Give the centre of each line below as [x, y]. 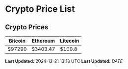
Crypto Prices [27, 27]
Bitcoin [17, 41]
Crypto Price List [40, 9]
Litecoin [69, 41]
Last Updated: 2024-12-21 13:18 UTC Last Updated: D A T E [64, 61]
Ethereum [43, 41]
